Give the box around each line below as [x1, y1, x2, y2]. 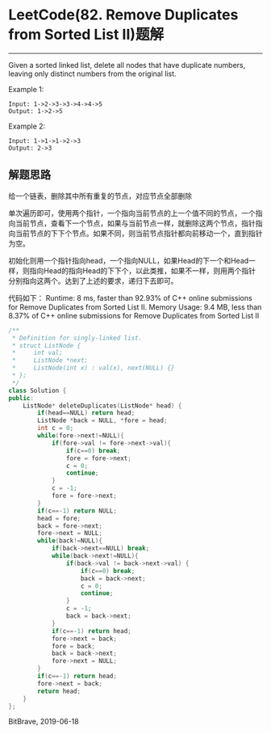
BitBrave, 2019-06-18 [8, 717, 79, 727]
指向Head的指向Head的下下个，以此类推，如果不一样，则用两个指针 [29, 265, 256, 276]
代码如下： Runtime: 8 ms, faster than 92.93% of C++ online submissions [8, 293, 252, 302]
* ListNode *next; [11, 356, 89, 365]
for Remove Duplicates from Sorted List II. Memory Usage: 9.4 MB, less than [8, 302, 262, 312]
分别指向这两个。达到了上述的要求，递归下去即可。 [8, 276, 178, 285]
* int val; [11, 349, 63, 357]
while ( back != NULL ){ [37, 537, 103, 545]
